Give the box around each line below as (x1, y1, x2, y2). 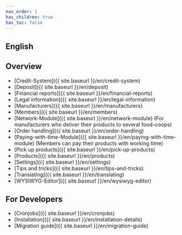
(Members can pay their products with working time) (35, 140, 163, 147)
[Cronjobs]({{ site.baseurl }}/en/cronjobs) (14, 210, 115, 217)
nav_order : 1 (5, 8, 38, 15)
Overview (5, 61, 42, 71)
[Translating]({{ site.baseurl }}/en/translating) (14, 171, 124, 178)
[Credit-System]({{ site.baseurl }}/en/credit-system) (14, 77, 141, 84)
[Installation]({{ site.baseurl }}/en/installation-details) (14, 216, 143, 223)
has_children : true (5, 14, 54, 20)
